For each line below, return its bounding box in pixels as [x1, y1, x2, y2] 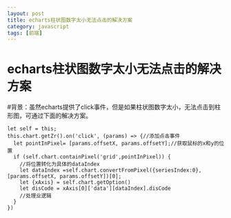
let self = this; [7, 125, 57, 132]
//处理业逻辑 [19, 192, 52, 199]
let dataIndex [19, 167, 60, 174]
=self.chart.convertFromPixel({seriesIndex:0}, [62, 167, 202, 174]
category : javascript [7, 23, 70, 30]
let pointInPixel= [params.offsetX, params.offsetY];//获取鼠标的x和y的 [13, 140, 219, 147]
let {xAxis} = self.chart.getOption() [19, 179, 131, 186]
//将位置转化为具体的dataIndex [19, 161, 100, 168]
